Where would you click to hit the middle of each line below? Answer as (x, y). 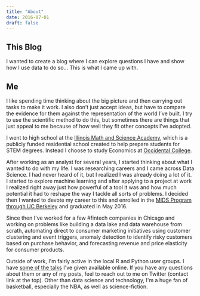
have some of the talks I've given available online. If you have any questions (99, 267)
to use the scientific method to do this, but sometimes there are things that (98, 120)
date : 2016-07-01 (28, 17)
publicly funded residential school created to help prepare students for (93, 144)
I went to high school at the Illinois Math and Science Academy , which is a (97, 138)
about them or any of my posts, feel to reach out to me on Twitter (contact (97, 274)
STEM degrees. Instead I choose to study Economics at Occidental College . (99, 150)
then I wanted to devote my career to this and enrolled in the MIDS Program (99, 200)
